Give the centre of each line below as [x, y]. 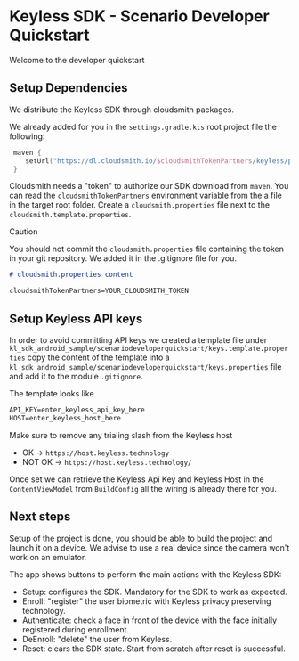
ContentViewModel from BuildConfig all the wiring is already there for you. [143, 488]
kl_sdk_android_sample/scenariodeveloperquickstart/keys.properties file [145, 366]
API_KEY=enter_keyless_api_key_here [77, 410]
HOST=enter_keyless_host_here [65, 418]
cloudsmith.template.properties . [70, 215]
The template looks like [52, 393]
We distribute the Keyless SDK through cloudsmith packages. [121, 110]
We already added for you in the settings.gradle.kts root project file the [143, 126]
